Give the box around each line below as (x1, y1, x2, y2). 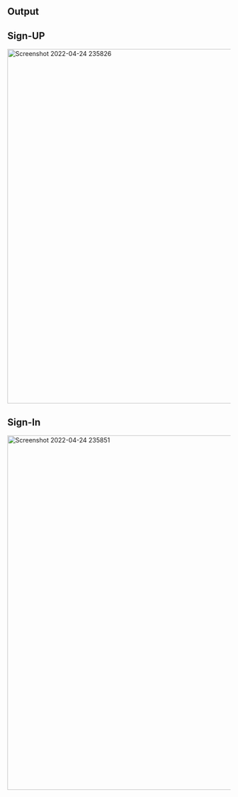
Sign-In (7, 416, 41, 428)
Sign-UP (7, 30, 45, 42)
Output (7, 6, 39, 18)
